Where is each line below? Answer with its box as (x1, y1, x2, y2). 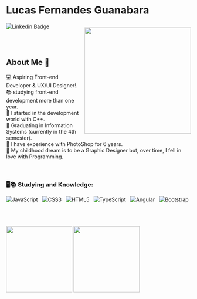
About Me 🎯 (6, 57, 50, 67)
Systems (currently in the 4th (6, 128, 76, 135)
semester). (6, 134, 32, 141)
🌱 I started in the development (6, 109, 79, 116)
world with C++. (6, 115, 45, 123)
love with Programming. (6, 153, 63, 160)
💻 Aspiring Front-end (6, 73, 59, 80)
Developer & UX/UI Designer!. (6, 81, 78, 89)
